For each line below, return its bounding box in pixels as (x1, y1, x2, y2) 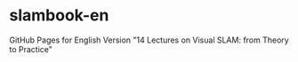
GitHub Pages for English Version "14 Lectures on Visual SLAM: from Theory (9, 35, 289, 45)
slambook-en (9, 5, 109, 26)
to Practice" (9, 43, 53, 54)
